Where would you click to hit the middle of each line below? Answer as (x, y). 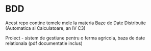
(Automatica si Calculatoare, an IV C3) (45, 28)
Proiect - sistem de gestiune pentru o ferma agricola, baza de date (75, 38)
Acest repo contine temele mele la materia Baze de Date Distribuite (76, 23)
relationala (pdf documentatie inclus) (44, 43)
